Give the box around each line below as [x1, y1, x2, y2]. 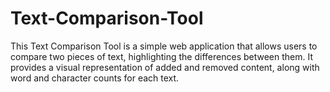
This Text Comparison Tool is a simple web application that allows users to [10, 40, 318, 52]
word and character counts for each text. [10, 72, 180, 84]
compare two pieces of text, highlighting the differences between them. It [10, 50, 314, 62]
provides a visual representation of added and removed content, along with [10, 61, 320, 73]
